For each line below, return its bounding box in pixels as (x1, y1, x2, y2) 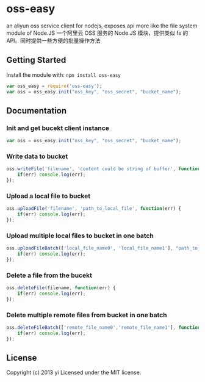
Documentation (6, 106, 67, 116)
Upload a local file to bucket (6, 192, 90, 200)
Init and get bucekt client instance (6, 124, 110, 132)
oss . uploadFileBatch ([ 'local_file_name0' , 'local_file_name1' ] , (6, 245, 173, 251)
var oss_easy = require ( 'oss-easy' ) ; (6, 83, 103, 89)
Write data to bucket (6, 152, 68, 160)
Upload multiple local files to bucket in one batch (6, 231, 154, 240)
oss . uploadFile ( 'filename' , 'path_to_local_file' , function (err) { (6, 206, 182, 212)
